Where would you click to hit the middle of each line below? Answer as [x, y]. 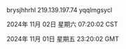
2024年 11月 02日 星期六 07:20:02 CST [62, 24]
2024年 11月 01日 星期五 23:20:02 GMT [63, 39]
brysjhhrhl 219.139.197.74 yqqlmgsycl [59, 10]
